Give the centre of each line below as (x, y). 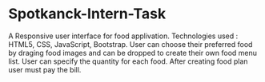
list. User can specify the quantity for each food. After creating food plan (128, 61)
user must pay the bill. (45, 69)
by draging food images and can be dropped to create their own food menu (133, 53)
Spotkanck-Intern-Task (87, 14)
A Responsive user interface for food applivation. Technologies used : (123, 36)
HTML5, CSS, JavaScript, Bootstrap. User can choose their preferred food (130, 44)
